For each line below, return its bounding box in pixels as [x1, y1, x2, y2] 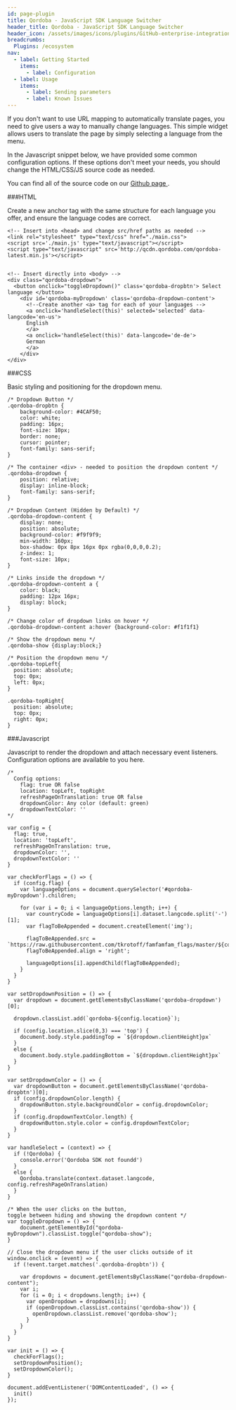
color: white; [20, 415, 61, 422]
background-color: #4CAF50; [20, 408, 102, 415]
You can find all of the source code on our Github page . [7, 179, 170, 187]
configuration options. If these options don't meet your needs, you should [7, 158, 221, 166]
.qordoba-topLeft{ [7, 661, 61, 668]
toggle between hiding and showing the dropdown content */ [7, 1212, 188, 1219]
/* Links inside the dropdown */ [7, 574, 105, 581]
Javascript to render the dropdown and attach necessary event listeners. [7, 748, 218, 756]
